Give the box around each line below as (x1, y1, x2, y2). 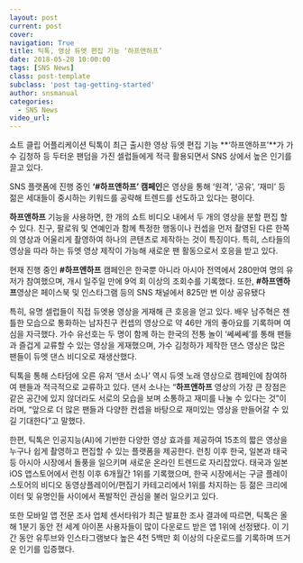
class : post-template (9, 72, 91, 81)
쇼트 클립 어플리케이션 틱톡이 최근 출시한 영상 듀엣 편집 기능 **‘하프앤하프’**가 (9, 140, 284, 150)
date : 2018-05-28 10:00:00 (9, 55, 111, 64)
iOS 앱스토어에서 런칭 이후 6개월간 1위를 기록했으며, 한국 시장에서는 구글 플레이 (9, 468, 289, 479)
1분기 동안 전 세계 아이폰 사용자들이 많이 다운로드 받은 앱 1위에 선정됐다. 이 (18, 522, 280, 532)
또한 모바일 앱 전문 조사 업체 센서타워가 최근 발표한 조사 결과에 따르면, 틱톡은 (9, 510, 279, 521)
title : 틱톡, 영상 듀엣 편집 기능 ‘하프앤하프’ (9, 47, 163, 56)
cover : (9, 30, 34, 39)
